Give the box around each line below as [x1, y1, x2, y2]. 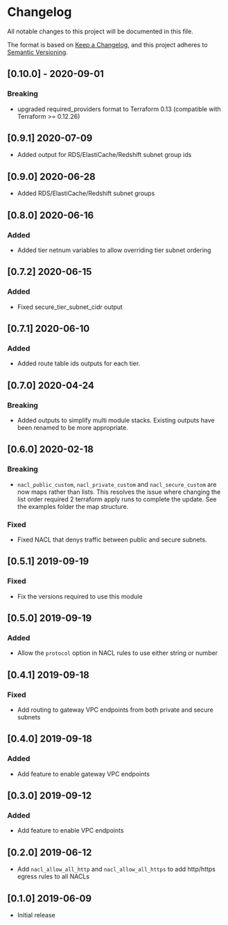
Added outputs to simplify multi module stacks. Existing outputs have [17, 416, 215, 424]
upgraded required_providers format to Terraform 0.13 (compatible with [17, 105, 222, 113]
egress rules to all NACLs [17, 872, 90, 881]
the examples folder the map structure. [17, 502, 129, 510]
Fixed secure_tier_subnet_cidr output [17, 303, 123, 311]
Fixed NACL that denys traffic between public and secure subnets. [17, 535, 207, 544]
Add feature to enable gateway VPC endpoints [17, 769, 150, 778]
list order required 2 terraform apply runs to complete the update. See [17, 494, 217, 503]
